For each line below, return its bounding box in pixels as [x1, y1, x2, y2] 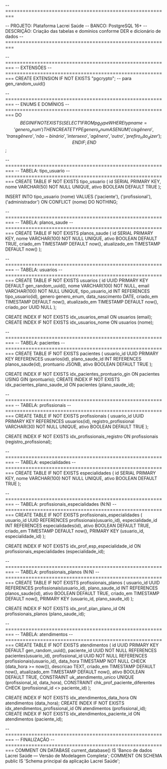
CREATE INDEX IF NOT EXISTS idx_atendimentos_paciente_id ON [5, 711, 140, 717]
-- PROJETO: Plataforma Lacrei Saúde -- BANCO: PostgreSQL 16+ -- [5, 23, 147, 29]
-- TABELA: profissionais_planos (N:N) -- [15, 569, 100, 575]
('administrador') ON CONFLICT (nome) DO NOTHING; [5, 199, 118, 205]
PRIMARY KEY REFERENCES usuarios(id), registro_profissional [5, 419, 134, 425]
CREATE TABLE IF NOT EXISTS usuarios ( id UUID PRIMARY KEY [15, 277, 148, 283]
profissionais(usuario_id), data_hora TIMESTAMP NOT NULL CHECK [5, 658, 146, 664]
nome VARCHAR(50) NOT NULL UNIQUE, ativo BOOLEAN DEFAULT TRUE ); [5, 184, 161, 190]
